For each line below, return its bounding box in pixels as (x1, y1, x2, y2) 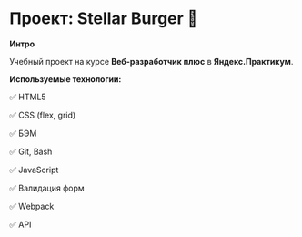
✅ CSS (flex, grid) (9, 109, 76, 120)
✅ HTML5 (9, 91, 47, 102)
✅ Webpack (9, 201, 55, 211)
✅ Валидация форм (9, 182, 85, 193)
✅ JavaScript (9, 164, 59, 175)
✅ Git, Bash (9, 146, 53, 157)
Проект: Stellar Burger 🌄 (9, 8, 198, 29)
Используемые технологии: (9, 73, 122, 85)
